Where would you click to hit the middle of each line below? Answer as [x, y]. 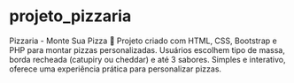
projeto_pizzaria [70, 16]
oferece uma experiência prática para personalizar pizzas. [116, 69]
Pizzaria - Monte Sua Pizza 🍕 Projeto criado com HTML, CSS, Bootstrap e [143, 41]
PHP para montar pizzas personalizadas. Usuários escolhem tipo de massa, [147, 49]
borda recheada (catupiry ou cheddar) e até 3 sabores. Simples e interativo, [147, 59]
